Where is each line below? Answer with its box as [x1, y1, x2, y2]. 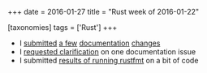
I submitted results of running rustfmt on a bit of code [19, 56, 199, 65]
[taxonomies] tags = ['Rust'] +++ [7, 23, 118, 32]
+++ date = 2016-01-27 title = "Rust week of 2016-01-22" [7, 7, 200, 16]
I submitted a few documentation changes [19, 38, 161, 48]
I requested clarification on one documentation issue [19, 47, 196, 56]
